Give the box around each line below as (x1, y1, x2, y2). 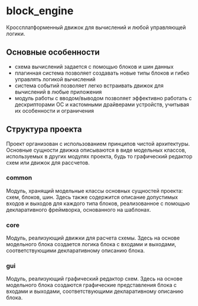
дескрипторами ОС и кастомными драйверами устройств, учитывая (14, 101, 189, 108)
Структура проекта (6, 125, 82, 135)
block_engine (6, 4, 74, 18)
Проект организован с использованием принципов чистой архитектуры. (6, 140, 190, 147)
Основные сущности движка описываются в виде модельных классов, (6, 146, 187, 154)
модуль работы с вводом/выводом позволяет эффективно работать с (14, 94, 192, 101)
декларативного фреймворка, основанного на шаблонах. (6, 206, 151, 213)
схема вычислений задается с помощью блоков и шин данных (14, 63, 174, 70)
